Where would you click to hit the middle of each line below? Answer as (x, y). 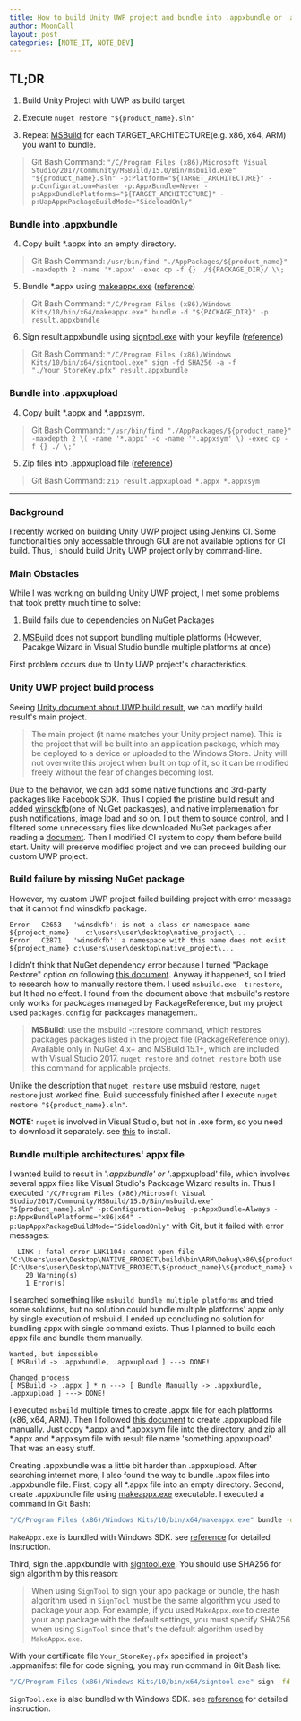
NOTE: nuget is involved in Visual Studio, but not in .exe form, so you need (146, 1122)
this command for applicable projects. (101, 1068)
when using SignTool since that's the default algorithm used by (147, 1629)
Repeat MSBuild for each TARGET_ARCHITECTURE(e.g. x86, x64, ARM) (154, 135)
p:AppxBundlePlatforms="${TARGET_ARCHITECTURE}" (124, 194)
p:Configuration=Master (76, 186)
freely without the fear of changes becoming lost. (122, 772)
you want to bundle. (59, 145)
